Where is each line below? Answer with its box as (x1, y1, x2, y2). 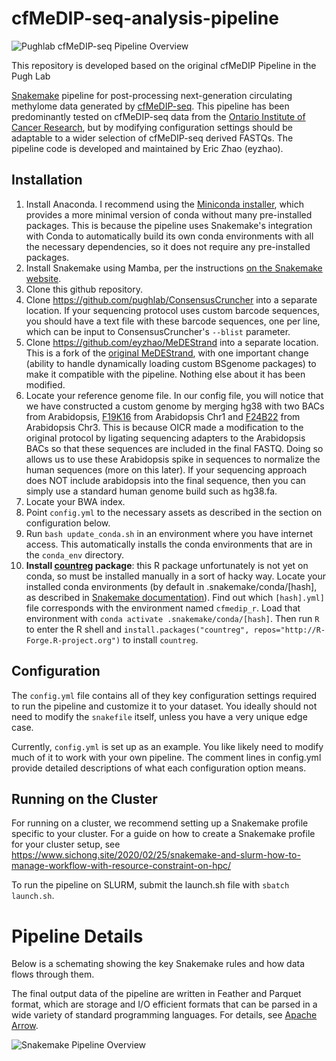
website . (25, 272, 62, 284)
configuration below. (25, 517, 111, 529)
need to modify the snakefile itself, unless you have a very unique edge (11, 710, 308, 722)
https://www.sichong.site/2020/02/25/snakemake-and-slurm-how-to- (11, 849, 301, 861)
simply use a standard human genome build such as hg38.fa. (25, 485, 278, 497)
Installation (11, 172, 83, 189)
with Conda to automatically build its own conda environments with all (25, 230, 314, 242)
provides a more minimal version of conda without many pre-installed (25, 208, 313, 221)
